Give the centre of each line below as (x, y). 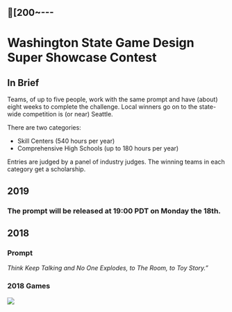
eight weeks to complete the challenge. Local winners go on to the (102, 107)
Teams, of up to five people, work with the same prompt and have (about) (113, 99)
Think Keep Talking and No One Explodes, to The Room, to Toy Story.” (108, 268)
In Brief (23, 83)
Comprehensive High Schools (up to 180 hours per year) (98, 148)
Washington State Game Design (101, 43)
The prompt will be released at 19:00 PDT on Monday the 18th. (114, 211)
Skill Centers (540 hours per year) (66, 141)
